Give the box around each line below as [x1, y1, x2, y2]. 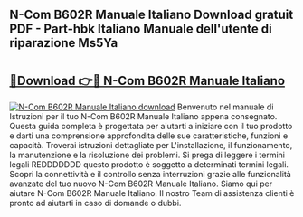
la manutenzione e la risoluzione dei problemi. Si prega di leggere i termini [9, 149, 286, 160]
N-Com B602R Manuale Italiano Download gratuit [9, 7, 294, 23]
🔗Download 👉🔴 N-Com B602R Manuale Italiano [9, 72, 286, 89]
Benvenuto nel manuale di [176, 101, 274, 112]
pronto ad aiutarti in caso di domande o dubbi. [9, 198, 182, 208]
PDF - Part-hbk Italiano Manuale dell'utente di [9, 22, 273, 37]
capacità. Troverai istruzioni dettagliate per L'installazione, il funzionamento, [9, 140, 293, 150]
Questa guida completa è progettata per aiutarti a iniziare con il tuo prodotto [9, 121, 293, 131]
